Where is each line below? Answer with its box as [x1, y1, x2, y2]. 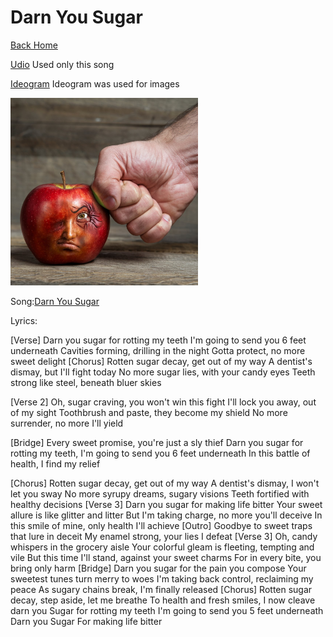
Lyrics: [10, 314, 38, 326]
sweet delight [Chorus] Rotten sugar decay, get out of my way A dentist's [10, 355, 313, 367]
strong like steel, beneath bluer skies [10, 376, 162, 388]
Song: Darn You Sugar [10, 295, 100, 307]
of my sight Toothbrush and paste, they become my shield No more [10, 406, 288, 418]
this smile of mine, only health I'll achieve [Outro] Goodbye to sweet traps [10, 519, 313, 531]
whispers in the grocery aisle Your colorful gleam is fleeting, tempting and [10, 541, 315, 553]
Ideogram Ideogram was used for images [10, 77, 180, 90]
